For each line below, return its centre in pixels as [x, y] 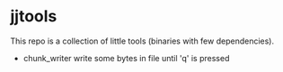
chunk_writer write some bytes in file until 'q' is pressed [126, 58]
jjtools [34, 16]
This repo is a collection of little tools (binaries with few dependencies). [142, 41]
